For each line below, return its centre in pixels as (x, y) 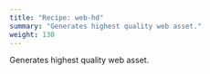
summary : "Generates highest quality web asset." (106, 26)
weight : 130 (32, 34)
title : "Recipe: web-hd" (57, 18)
